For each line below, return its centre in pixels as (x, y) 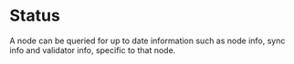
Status (35, 16)
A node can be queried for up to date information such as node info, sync (147, 41)
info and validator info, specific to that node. (93, 50)
